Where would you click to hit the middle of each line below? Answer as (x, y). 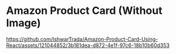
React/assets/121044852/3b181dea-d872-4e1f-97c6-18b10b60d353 (88, 45)
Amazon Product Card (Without (84, 11)
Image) (23, 23)
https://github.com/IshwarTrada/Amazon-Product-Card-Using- (82, 39)
